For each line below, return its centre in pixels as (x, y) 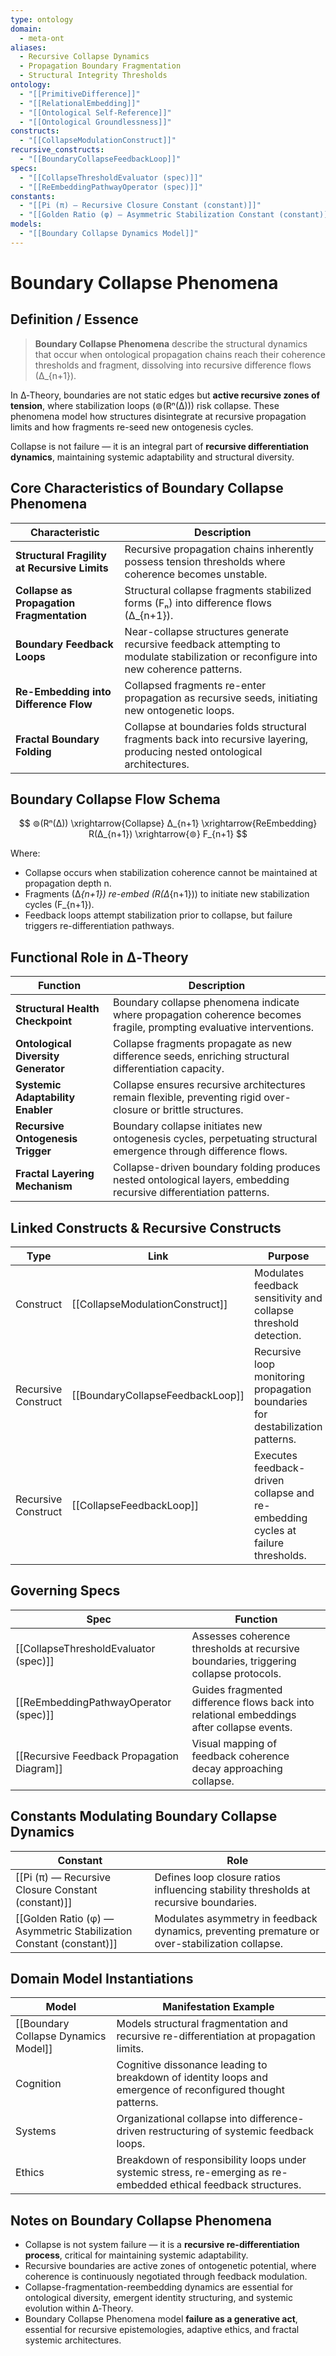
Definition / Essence (74, 319)
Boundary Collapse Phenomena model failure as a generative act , (161, 2319)
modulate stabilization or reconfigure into (221, 656)
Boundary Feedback (64, 644)
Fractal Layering (55, 1174)
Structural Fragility (61, 555)
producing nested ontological (193, 751)
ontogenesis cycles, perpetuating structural (215, 1139)
